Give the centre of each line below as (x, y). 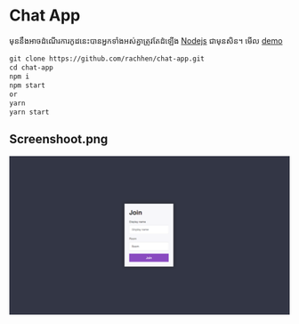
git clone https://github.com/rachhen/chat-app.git (107, 59)
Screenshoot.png (59, 139)
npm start (28, 85)
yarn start (29, 112)
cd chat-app (31, 68)
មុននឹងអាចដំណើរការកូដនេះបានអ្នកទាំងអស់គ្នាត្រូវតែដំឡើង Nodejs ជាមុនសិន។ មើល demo (146, 40)
